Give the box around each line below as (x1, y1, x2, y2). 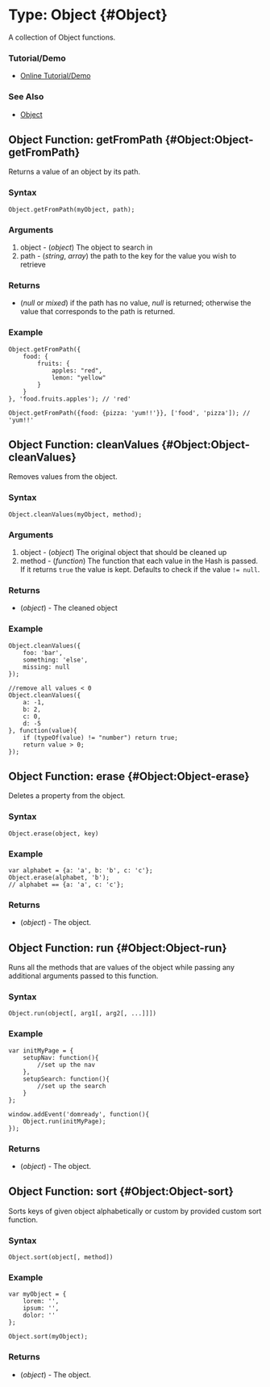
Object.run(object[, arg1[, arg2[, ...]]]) (8, 1010, 157, 1018)
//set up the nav (37, 1061, 95, 1069)
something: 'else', (23, 656, 89, 664)
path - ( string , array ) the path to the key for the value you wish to (19, 250, 237, 260)
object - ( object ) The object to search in (19, 242, 153, 252)
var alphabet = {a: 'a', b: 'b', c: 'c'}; (8, 866, 153, 874)
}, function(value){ (8, 726, 78, 734)
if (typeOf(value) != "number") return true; (23, 733, 179, 742)
